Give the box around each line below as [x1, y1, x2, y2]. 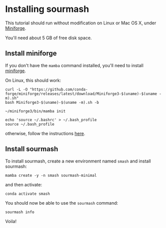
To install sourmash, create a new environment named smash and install [5, 158, 151, 164]
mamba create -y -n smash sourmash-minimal [5, 173, 97, 178]
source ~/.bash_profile [5, 122, 55, 127]
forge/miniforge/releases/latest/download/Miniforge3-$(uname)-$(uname [5, 91, 157, 96]
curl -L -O [5, 87, 28, 92]
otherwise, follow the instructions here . [5, 130, 86, 136]
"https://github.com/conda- [29, 87, 88, 92]
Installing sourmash [5, 3, 89, 15]
